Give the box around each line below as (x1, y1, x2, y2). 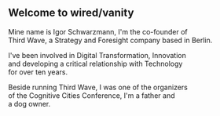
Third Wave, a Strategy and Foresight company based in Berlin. (8, 35, 213, 45)
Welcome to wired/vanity (8, 6, 134, 20)
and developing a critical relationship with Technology (8, 59, 183, 68)
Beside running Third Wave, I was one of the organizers (8, 82, 189, 92)
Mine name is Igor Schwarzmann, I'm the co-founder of (8, 27, 188, 36)
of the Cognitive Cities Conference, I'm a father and (8, 90, 175, 100)
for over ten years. (8, 67, 68, 77)
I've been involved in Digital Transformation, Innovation (8, 50, 186, 60)
